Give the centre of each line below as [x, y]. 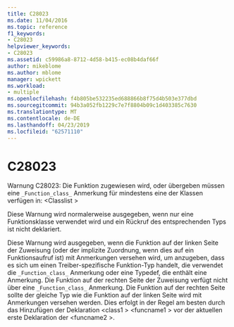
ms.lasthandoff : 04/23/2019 [49, 125]
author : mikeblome [34, 66]
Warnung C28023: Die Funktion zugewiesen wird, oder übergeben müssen [116, 186]
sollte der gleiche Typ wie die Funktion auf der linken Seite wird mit [105, 295]
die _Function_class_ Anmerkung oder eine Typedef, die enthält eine [107, 273]
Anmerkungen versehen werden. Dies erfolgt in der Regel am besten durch [116, 302]
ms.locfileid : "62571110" [45, 132]
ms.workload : [26, 86]
